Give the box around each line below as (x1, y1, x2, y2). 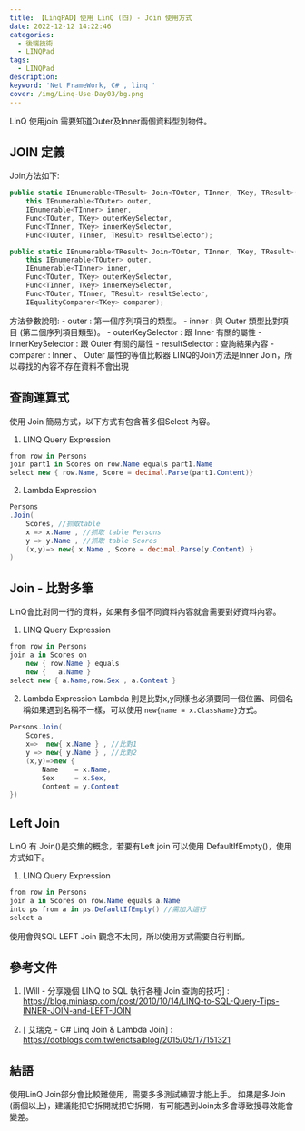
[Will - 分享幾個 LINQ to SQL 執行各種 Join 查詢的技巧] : (22, 986, 230, 997)
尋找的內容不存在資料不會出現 (16, 361, 129, 372)
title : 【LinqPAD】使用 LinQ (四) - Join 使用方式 (9, 13, 192, 23)
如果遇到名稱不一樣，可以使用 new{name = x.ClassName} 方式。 (30, 705, 262, 716)
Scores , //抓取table (25, 519, 101, 528)
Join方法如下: (9, 170, 61, 182)
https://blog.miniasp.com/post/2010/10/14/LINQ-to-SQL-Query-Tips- (22, 996, 280, 1007)
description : (9, 73, 59, 82)
